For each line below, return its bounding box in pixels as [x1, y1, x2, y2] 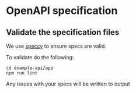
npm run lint [6, 70, 38, 76]
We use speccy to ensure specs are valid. [6, 42, 107, 49]
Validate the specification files [6, 27, 120, 37]
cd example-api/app [6, 65, 54, 71]
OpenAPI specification [6, 4, 118, 17]
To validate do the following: [6, 54, 74, 60]
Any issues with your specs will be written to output [6, 80, 130, 87]
